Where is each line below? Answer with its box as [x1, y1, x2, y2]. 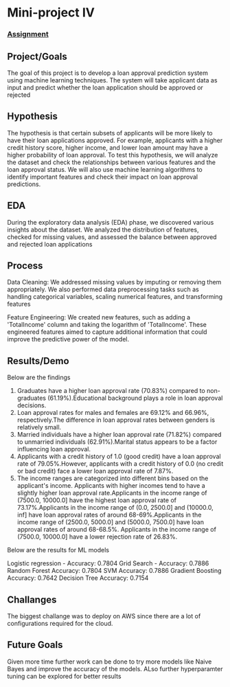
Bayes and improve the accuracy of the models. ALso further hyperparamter [7, 664, 223, 673]
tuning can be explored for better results [7, 672, 122, 680]
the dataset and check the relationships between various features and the [7, 158, 216, 166]
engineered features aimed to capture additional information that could [7, 328, 207, 336]
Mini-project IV [7, 5, 95, 21]
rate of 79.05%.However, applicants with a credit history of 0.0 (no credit [16, 460, 224, 468]
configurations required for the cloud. [7, 619, 113, 627]
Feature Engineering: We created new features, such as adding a [7, 313, 191, 322]
